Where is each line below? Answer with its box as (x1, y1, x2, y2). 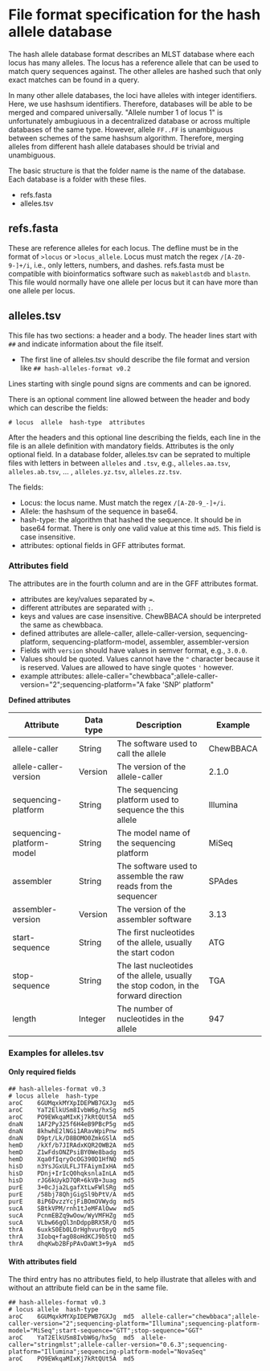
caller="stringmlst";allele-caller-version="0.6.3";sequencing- (8, 1340, 228, 1349)
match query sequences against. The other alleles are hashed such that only (8, 66, 262, 76)
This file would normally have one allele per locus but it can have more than (8, 277, 259, 287)
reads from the (116, 880, 173, 891)
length (12, 1013, 37, 1024)
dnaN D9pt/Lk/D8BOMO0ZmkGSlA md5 (8, 1134, 135, 1142)
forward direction (116, 990, 182, 1001)
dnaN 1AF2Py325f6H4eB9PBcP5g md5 (8, 1119, 135, 1128)
